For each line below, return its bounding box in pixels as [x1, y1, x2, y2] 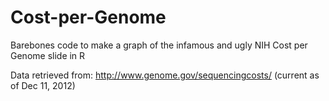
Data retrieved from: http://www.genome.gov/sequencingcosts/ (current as [10, 69, 320, 81]
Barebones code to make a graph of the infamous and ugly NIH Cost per [10, 39, 308, 51]
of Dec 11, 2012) [10, 79, 76, 91]
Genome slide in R [10, 49, 86, 61]
